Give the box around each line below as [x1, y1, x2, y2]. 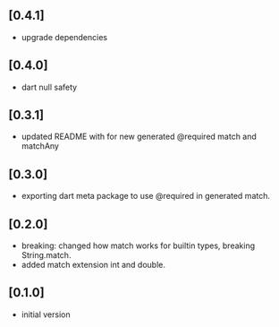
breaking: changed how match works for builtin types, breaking [21, 240, 256, 251]
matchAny [21, 141, 60, 151]
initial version [21, 309, 71, 320]
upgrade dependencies [21, 31, 108, 42]
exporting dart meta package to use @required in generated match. [21, 191, 270, 202]
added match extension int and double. [21, 260, 166, 271]
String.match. [21, 250, 72, 261]
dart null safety [21, 82, 78, 92]
